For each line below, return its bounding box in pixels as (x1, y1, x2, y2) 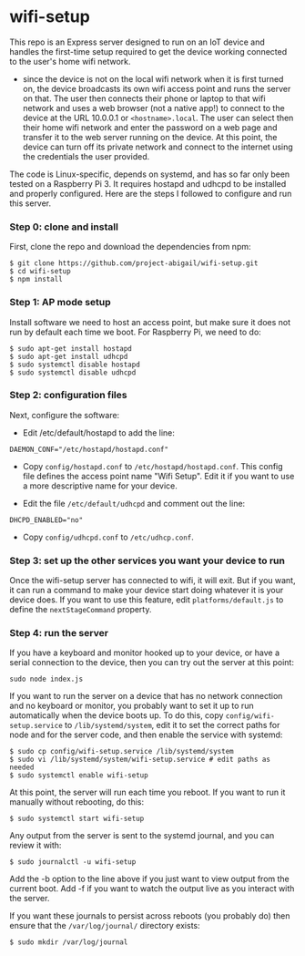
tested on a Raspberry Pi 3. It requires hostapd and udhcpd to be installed (9, 178, 287, 189)
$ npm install (9, 275, 64, 284)
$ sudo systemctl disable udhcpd (9, 367, 137, 377)
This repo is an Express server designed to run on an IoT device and (9, 36, 266, 47)
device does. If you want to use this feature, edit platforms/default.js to (9, 594, 284, 605)
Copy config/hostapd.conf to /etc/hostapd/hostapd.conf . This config (22, 460, 284, 471)
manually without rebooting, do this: (9, 797, 145, 807)
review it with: (9, 840, 62, 851)
